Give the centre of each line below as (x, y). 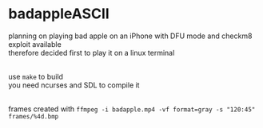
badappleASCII (59, 14)
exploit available (35, 44)
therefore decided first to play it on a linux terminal (92, 52)
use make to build (36, 76)
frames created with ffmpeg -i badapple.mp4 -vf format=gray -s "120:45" (132, 109)
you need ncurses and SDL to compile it (74, 85)
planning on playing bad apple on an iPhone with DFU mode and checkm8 (130, 36)
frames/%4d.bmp (34, 116)
